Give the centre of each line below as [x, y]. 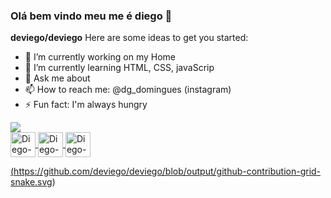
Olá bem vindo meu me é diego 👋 [91, 16]
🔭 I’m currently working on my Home [100, 57]
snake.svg [31, 182]
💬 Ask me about [57, 78]
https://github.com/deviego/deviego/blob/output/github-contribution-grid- [167, 171]
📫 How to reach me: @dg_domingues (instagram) [128, 90]
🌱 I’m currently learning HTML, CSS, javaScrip [119, 68]
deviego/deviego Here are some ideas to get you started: [129, 38]
